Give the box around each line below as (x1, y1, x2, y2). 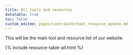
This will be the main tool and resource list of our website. (5, 35, 124, 41)
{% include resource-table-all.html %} (5, 44, 84, 50)
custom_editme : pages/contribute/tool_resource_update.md (5, 21, 128, 26)
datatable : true (5, 12, 39, 17)
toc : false (5, 16, 28, 21)
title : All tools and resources (5, 7, 72, 12)
